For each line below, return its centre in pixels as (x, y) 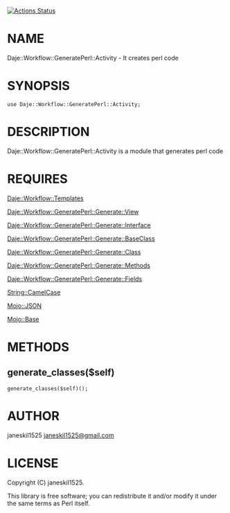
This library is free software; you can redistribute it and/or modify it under (112, 496)
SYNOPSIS (39, 86)
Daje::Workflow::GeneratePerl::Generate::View (73, 211)
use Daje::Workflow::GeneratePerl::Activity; (74, 104)
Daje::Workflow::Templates (46, 198)
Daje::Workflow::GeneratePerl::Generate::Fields (75, 279)
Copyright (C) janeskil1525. (46, 482)
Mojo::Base (23, 319)
